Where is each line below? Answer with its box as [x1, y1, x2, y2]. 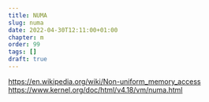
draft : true [8, 56, 47, 64]
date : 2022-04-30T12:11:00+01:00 [8, 26, 118, 34]
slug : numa [8, 19, 44, 27]
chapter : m [8, 33, 44, 42]
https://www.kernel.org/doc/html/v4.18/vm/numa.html [8, 85, 183, 94]
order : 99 [8, 41, 41, 49]
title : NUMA [8, 11, 47, 20]
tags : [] [8, 48, 37, 56]
